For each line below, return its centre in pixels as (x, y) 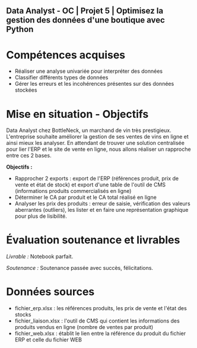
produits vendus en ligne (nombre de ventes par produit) (84, 327)
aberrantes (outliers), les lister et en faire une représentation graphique (101, 210)
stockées (26, 90)
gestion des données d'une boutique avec (85, 20)
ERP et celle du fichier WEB (48, 340)
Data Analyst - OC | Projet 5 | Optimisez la (85, 11)
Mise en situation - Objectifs (77, 114)
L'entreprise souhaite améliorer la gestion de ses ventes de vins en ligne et (97, 137)
